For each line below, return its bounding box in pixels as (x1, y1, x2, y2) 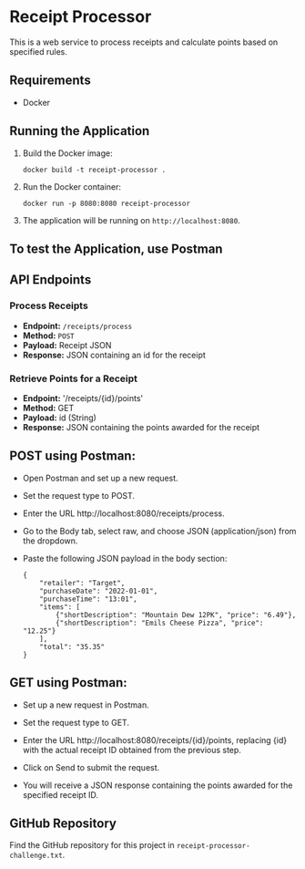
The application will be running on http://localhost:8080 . (22, 214, 241, 225)
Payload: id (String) (22, 412, 97, 423)
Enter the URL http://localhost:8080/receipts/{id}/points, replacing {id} (22, 734, 288, 745)
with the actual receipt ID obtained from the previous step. (22, 744, 241, 755)
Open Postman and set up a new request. (22, 472, 179, 483)
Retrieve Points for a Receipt (9, 372, 138, 385)
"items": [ (39, 602, 81, 612)
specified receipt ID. (22, 789, 98, 800)
